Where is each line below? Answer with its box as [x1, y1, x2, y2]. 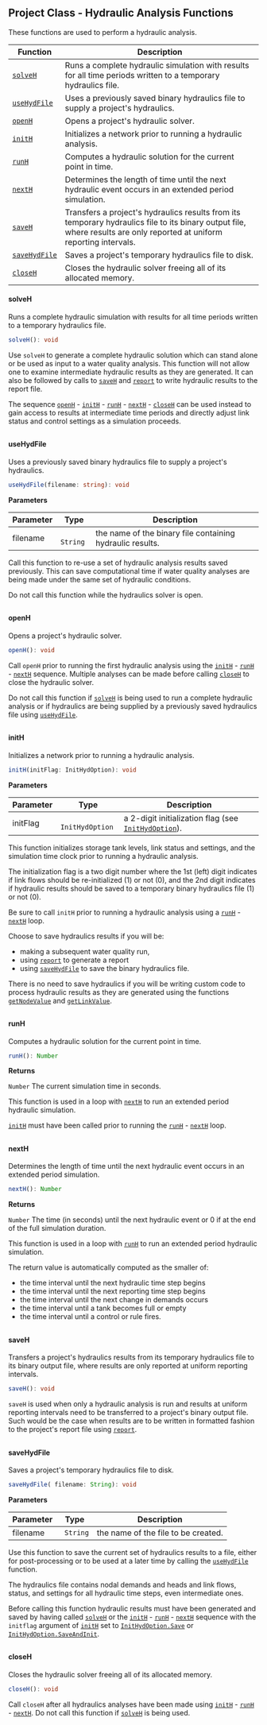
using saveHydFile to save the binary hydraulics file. [19, 963, 190, 973]
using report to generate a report [19, 955, 130, 965]
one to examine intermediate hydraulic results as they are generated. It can [8, 367, 254, 377]
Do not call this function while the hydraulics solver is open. [8, 590, 203, 599]
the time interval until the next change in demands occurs [19, 1295, 209, 1305]
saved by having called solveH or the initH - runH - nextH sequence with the [8, 1612, 257, 1622]
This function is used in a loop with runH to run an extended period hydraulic [8, 1239, 258, 1248]
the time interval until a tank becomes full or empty [19, 1303, 187, 1313]
